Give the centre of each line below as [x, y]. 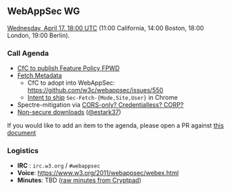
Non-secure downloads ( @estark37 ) [69, 112]
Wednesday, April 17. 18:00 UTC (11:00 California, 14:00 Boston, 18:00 [106, 28]
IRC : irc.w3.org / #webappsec [59, 165]
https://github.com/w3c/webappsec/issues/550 [95, 90]
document [22, 133]
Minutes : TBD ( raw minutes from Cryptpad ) [79, 180]
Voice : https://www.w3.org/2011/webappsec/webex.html [98, 173]
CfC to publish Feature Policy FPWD [68, 68]
